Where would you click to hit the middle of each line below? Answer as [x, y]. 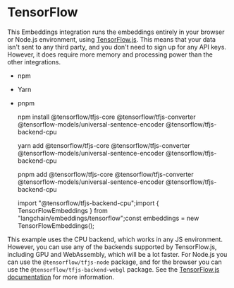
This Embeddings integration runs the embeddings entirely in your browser [116, 32]
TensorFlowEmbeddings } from [62, 210]
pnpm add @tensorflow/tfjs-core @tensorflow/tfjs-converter [105, 174]
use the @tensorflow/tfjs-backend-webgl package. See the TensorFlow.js [113, 269]
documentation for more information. [61, 277]
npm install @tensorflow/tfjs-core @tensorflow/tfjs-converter [106, 117]
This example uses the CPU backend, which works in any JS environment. [115, 239]
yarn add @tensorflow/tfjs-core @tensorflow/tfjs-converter [104, 145]
